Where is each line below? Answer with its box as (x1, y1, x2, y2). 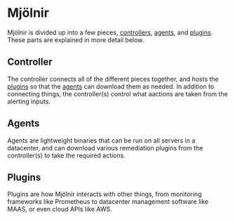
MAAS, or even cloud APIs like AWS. (7, 205, 112, 214)
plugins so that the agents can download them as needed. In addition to (7, 82, 215, 91)
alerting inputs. (7, 97, 51, 105)
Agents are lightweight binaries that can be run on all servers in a (7, 136, 196, 145)
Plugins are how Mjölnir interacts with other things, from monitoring (7, 190, 202, 198)
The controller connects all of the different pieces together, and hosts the (7, 75, 219, 83)
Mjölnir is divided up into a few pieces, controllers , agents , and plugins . (7, 28, 213, 37)
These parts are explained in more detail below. (7, 35, 145, 44)
